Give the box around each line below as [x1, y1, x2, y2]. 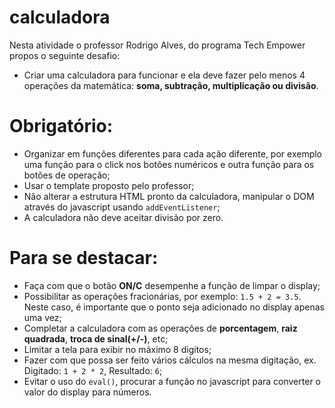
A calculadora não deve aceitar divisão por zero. [23, 211, 224, 223]
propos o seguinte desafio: [9, 49, 121, 61]
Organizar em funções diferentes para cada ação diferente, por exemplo [23, 147, 323, 160]
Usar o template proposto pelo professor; [23, 179, 195, 191]
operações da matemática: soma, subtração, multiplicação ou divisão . [23, 79, 319, 91]
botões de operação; [23, 169, 111, 181]
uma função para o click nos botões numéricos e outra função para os [23, 158, 315, 170]
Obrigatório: [9, 115, 114, 138]
